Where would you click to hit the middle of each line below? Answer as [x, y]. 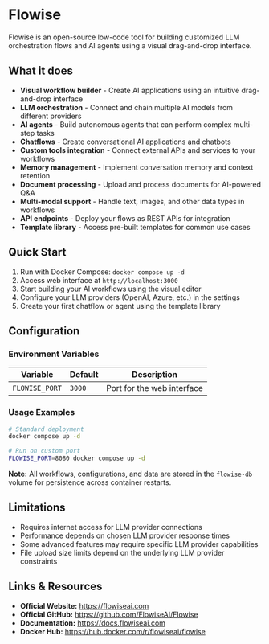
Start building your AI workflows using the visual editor [110, 289]
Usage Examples [42, 412]
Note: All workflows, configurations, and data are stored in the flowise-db [130, 474]
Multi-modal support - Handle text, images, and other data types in [132, 201]
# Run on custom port [45, 451]
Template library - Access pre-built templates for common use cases [135, 227]
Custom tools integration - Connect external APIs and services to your [137, 150]
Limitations [37, 508]
